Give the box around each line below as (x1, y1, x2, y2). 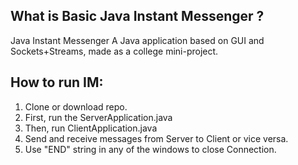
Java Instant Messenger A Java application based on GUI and (10, 34, 265, 46)
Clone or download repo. (24, 100, 128, 113)
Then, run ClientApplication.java (24, 122, 158, 134)
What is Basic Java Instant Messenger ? (10, 8, 265, 25)
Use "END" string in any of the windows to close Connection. (24, 143, 277, 155)
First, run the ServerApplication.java (24, 111, 173, 123)
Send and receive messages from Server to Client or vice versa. (24, 132, 289, 144)
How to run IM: (10, 74, 104, 91)
